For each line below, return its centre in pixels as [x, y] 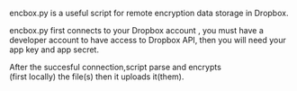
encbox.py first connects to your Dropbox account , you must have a [136, 30]
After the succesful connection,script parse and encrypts [116, 67]
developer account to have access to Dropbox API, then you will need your [148, 40]
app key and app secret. [54, 50]
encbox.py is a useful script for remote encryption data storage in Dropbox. [149, 13]
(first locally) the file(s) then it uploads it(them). [97, 77]
